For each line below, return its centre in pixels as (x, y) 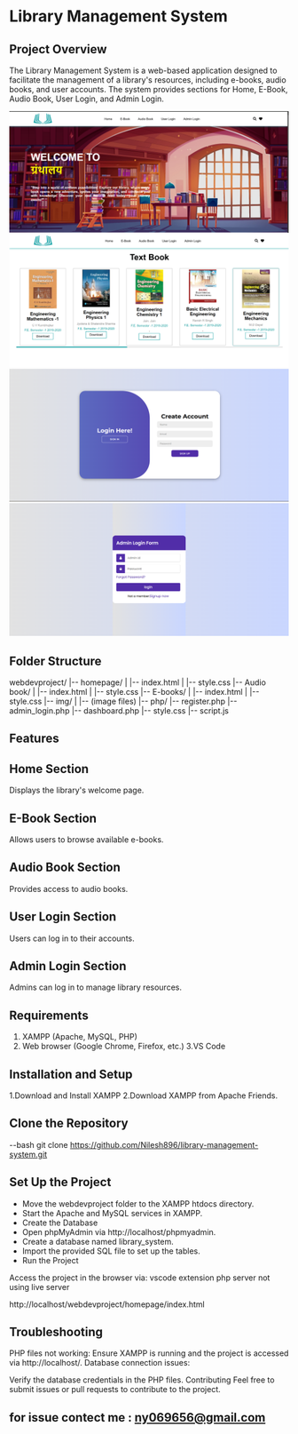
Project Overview (58, 49)
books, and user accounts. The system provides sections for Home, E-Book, (149, 89)
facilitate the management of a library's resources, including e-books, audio (148, 80)
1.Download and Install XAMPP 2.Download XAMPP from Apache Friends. (143, 1095)
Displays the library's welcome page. (77, 790)
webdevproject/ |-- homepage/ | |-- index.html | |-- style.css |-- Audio (137, 682)
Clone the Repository (69, 1123)
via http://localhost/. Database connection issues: (100, 1363)
